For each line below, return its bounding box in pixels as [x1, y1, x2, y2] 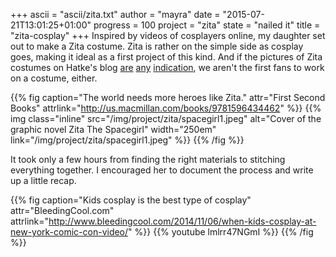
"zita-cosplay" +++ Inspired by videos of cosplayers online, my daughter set [10, 30, 326, 41]
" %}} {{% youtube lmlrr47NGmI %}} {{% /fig [128, 226, 314, 238]
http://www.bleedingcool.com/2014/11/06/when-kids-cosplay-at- [48, 215, 317, 227]
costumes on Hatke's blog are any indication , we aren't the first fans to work [10, 62, 325, 73]
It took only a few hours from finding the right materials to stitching [10, 154, 286, 165]
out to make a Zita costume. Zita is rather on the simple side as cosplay [10, 40, 304, 52]
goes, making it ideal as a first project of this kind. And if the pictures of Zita [10, 51, 323, 63]
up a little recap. [10, 175, 77, 186]
